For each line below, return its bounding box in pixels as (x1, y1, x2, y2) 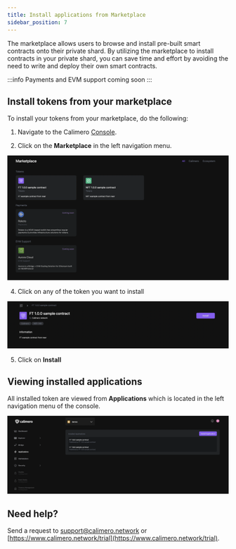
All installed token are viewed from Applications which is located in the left (7, 395, 225, 403)
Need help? (7, 507, 58, 519)
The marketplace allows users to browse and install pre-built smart (7, 39, 201, 47)
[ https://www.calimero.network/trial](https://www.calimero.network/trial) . (7, 533, 220, 542)
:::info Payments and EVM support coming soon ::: (7, 75, 152, 84)
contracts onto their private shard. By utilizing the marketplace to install (7, 47, 214, 55)
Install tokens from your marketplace (7, 95, 172, 107)
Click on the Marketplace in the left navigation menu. (17, 142, 172, 150)
